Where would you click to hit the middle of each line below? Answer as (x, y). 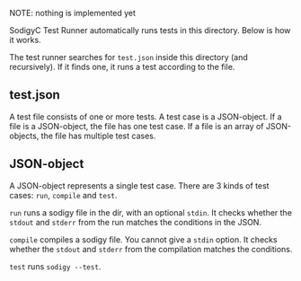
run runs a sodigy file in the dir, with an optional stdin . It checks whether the (150, 212)
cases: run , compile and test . (63, 195)
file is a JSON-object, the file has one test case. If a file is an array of (137, 126)
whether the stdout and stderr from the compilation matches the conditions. (151, 249)
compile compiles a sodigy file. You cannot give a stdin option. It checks (143, 239)
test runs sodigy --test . (55, 266)
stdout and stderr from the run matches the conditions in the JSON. (136, 222)
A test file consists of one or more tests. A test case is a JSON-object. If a (146, 117)
